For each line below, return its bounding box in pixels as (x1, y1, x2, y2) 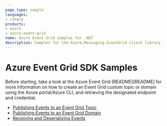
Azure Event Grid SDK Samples (5, 61, 138, 73)
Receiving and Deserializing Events (12, 115, 86, 121)
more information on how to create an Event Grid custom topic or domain (5, 84, 157, 90)
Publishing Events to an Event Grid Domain (12, 109, 102, 116)
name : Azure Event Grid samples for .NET (5, 36, 94, 41)
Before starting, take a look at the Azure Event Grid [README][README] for (5, 79, 162, 85)
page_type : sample (5, 7, 44, 13)
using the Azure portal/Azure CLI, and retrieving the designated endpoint (5, 89, 156, 95)
